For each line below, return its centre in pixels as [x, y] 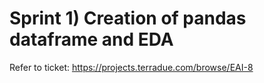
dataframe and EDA [91, 39]
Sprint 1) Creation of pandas [128, 18]
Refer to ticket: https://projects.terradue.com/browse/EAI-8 [131, 67]
